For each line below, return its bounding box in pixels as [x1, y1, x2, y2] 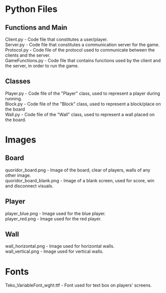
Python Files [5, 3, 58, 15]
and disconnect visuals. [5, 183, 54, 189]
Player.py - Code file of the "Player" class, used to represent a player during [5, 90, 160, 96]
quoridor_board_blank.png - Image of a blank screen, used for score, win [5, 177, 155, 183]
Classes [5, 77, 31, 85]
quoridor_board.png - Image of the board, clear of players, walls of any [5, 167, 151, 173]
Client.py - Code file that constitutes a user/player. [5, 36, 108, 42]
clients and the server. [5, 52, 51, 58]
